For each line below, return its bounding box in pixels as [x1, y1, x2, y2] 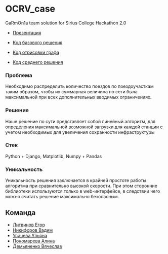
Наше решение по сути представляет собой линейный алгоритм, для [5, 118, 156, 124]
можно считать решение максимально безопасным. [5, 194, 119, 200]
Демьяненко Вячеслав [12, 243, 62, 249]
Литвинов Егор [12, 222, 46, 228]
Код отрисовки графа [12, 49, 60, 55]
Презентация [12, 29, 41, 35]
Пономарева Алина [12, 238, 55, 244]
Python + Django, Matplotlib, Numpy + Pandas [5, 153, 102, 159]
